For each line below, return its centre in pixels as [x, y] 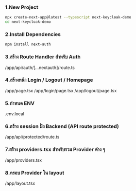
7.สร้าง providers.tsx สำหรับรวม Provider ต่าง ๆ [55, 150]
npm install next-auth [28, 44]
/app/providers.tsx [24, 160]
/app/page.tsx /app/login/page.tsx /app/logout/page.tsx [61, 90]
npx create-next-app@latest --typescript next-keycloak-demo [68, 17]
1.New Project [22, 7]
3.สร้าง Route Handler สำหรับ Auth [43, 57]
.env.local [15, 114]
